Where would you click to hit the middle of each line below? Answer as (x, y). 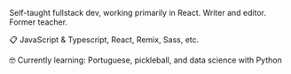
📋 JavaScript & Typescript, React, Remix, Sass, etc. (104, 40)
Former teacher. (39, 22)
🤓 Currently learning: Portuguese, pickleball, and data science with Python (145, 60)
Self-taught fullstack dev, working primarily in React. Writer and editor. (138, 13)
